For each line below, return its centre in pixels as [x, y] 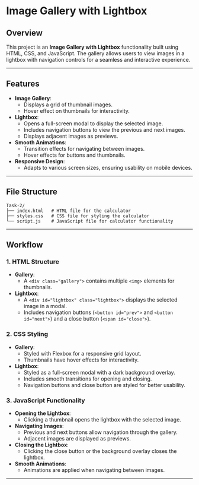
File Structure [32, 192]
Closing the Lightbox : [42, 445]
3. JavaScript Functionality [46, 400]
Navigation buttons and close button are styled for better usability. [104, 385]
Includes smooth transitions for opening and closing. [88, 379]
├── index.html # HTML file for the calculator [69, 211]
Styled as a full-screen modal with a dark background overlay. [99, 372]
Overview [25, 33]
